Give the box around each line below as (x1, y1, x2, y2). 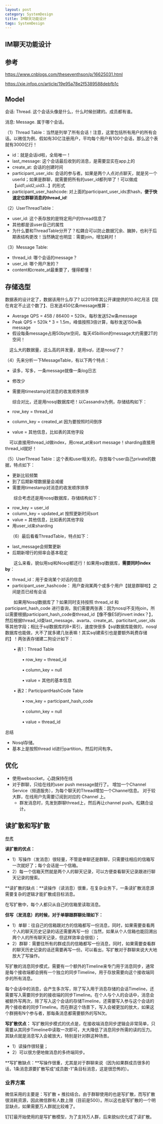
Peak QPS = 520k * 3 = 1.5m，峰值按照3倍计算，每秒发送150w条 (12, 319, 142, 325)
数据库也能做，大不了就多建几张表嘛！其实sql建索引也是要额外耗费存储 (5, 630, 147, 636)
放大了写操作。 (12, 952, 42, 958)
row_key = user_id (12, 505, 49, 511)
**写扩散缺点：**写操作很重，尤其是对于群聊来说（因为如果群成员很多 (5, 1059, 146, 1065)
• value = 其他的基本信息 (21, 677, 72, 683)
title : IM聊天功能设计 (5, 16, 47, 21)
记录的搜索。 (16, 874, 42, 880)
